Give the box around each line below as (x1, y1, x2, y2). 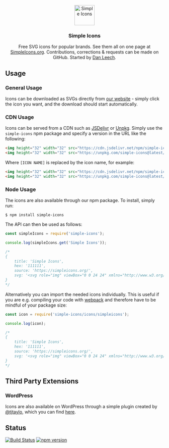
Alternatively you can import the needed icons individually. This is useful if (5, 291, 159, 297)
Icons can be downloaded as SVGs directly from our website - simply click (5, 95, 159, 102)
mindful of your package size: (5, 302, 67, 308)
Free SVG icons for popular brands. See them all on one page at (18, 43, 151, 50)
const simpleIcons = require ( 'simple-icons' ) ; (5, 231, 105, 236)
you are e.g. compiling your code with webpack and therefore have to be (5, 296, 156, 303)
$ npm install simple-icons (5, 213, 64, 218)
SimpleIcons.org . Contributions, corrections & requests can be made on (10, 49, 159, 55)
